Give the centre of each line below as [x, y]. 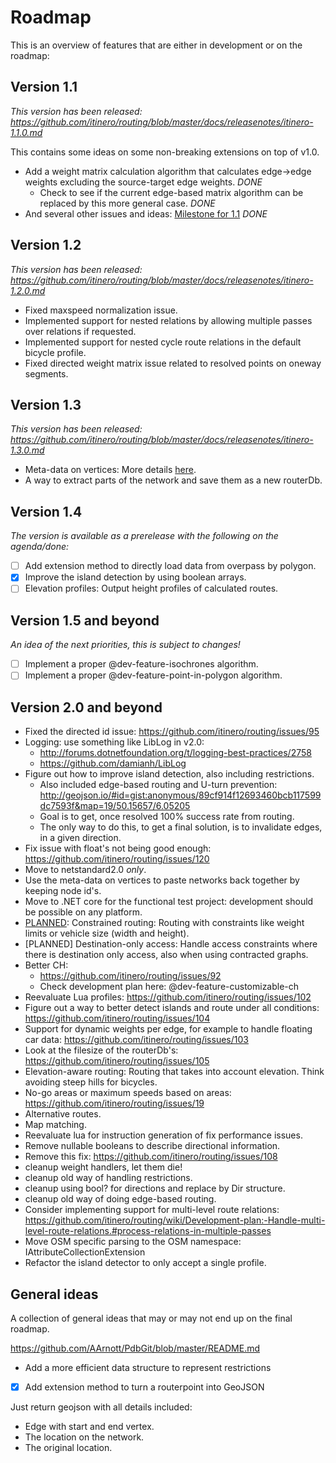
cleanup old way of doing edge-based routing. [120, 1199]
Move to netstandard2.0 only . [85, 870]
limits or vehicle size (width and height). [107, 933]
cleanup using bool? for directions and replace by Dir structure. [155, 1188]
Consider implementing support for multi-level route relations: [152, 1210]
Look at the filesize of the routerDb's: [101, 1050]
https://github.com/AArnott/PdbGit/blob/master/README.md [135, 1348]
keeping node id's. [63, 891]
